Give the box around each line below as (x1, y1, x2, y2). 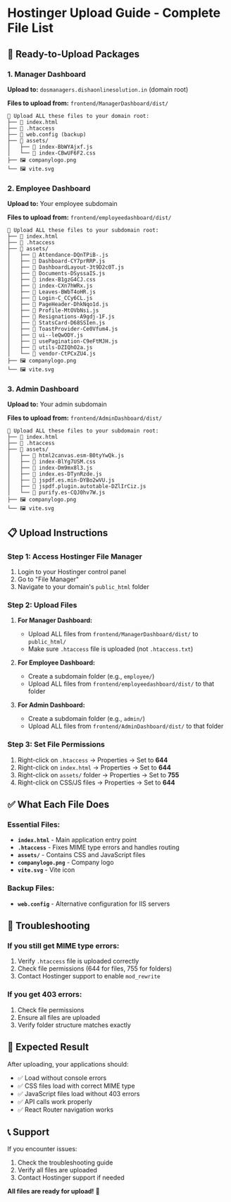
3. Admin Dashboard (7, 384, 79, 394)
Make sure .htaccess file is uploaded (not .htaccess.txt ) (27, 645, 194, 653)
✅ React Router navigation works (17, 1105, 114, 1114)
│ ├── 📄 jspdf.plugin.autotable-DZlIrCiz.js (7, 483, 146, 490)
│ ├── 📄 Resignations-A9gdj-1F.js (7, 313, 115, 320)
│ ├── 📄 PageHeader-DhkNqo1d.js (7, 301, 109, 308)
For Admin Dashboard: (17, 700, 86, 710)
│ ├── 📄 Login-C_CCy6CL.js (7, 295, 93, 302)
